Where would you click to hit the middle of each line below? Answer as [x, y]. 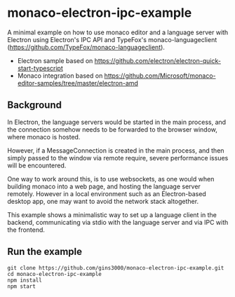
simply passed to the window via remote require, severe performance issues [118, 158]
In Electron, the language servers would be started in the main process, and [117, 122]
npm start [22, 286]
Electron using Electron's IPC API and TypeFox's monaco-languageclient [112, 39]
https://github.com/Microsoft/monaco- [160, 76]
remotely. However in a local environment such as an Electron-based [107, 193]
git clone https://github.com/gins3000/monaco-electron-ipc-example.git [116, 268]
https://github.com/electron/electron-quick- [157, 60]
